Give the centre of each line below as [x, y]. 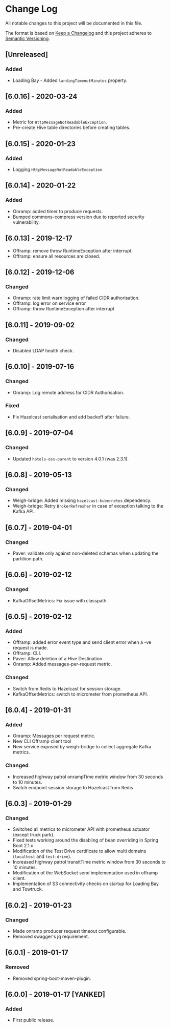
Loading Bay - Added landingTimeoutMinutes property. [70, 80]
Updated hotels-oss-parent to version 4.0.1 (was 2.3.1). [71, 458]
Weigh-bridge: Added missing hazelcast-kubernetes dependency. [82, 500]
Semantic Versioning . [28, 38]
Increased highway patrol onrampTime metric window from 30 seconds [88, 777]
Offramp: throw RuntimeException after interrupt [64, 309]
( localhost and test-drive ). [42, 856]
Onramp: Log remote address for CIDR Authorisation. [68, 392]
